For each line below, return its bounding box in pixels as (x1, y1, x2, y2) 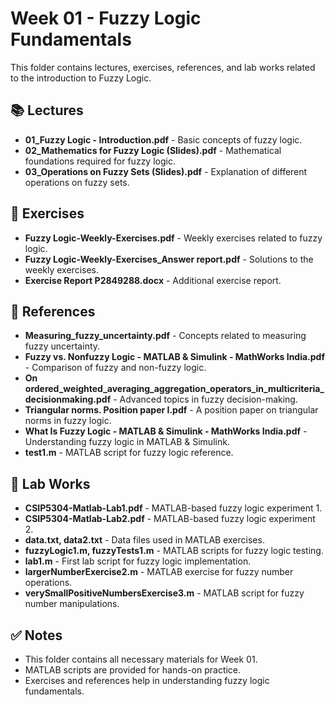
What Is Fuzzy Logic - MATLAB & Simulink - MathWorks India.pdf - (24, 425, 308, 437)
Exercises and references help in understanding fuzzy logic (24, 675, 270, 686)
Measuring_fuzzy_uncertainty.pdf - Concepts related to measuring (24, 330, 307, 342)
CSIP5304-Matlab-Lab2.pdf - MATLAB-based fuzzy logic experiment (24, 513, 316, 525)
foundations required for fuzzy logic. (24, 155, 176, 167)
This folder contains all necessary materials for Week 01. (24, 653, 258, 665)
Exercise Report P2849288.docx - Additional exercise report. (24, 274, 282, 286)
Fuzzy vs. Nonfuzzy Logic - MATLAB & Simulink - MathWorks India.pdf (24, 351, 325, 363)
